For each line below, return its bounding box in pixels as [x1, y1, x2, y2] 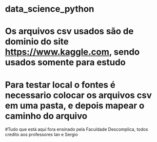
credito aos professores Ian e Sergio [5, 132, 78, 138]
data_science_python [5, 3, 95, 15]
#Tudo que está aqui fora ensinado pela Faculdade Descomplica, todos [5, 126, 148, 132]
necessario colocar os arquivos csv [5, 89, 152, 101]
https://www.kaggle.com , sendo [5, 46, 140, 58]
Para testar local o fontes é [5, 79, 116, 90]
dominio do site [5, 36, 69, 47]
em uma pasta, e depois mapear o [5, 100, 145, 111]
